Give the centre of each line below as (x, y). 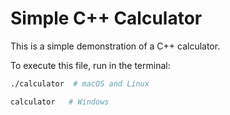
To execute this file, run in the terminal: (90, 65)
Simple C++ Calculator (106, 18)
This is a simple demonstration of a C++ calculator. (115, 46)
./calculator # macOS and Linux (80, 83)
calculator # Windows (60, 102)
